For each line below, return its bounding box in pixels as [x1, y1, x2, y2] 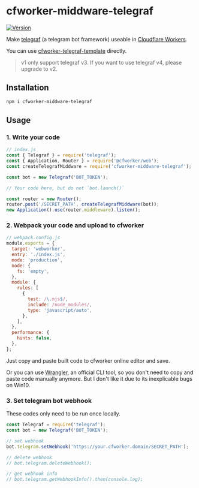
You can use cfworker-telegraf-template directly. [6, 47, 127, 55]
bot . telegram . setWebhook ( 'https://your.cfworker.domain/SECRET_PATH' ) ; [6, 444, 189, 450]
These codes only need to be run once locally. [6, 410, 121, 417]
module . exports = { [6, 240, 55, 246]
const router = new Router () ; [6, 196, 82, 202]
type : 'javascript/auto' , [28, 307, 93, 313]
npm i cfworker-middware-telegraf [6, 98, 93, 104]
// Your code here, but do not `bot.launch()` [6, 185, 125, 191]
